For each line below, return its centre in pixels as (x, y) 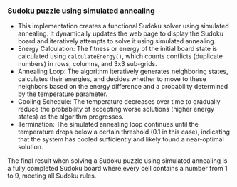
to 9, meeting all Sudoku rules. (52, 176)
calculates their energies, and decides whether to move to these (112, 79)
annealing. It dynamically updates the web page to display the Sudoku (121, 33)
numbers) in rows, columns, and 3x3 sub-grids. (88, 64)
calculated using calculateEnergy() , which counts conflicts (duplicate (120, 56)
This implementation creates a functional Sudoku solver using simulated (123, 26)
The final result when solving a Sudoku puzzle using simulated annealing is (117, 161)
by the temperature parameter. (63, 94)
